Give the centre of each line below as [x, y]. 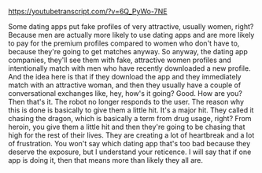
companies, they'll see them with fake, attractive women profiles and [120, 60]
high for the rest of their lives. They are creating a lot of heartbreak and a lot [131, 135]
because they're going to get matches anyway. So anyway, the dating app [128, 52]
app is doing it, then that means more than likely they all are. [105, 160]
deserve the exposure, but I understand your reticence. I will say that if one [130, 152]
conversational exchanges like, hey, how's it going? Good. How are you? [125, 93]
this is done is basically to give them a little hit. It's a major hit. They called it [131, 110]
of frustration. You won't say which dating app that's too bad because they [129, 144]
